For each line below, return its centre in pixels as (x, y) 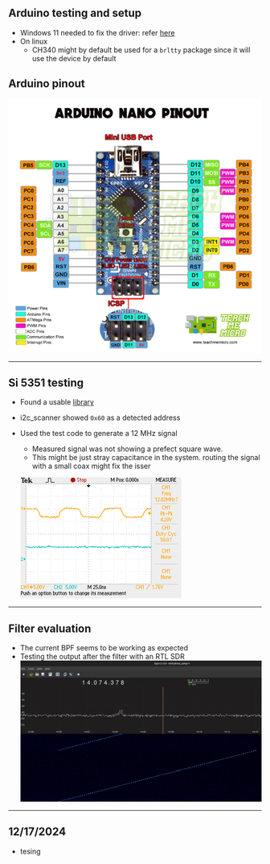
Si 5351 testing (46, 383)
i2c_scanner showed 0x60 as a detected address (100, 417)
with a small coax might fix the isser (91, 466)
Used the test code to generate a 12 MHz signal (99, 434)
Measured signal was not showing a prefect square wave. (127, 449)
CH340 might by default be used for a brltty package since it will (141, 50)
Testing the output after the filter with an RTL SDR (102, 657)
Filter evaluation (50, 628)
